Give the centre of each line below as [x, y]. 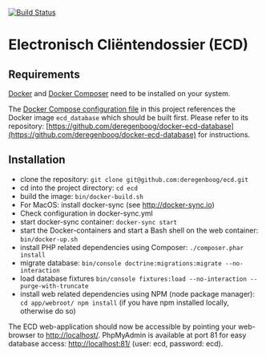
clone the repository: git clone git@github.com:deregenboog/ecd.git [134, 179]
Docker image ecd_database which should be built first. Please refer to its [128, 117]
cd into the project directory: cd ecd [79, 188]
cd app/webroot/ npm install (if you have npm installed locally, [125, 302]
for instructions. [224, 135]
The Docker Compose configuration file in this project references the [122, 109]
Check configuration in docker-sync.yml [87, 213]
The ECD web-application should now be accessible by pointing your [122, 326]
